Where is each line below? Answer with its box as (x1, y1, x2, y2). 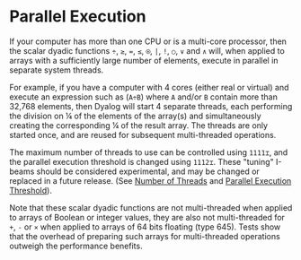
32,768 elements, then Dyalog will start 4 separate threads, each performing (9, 100, 293, 111)
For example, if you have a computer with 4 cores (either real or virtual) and (9, 82, 289, 92)
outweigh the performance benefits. (9, 240, 143, 251)
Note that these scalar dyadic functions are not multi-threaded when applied (9, 202, 293, 212)
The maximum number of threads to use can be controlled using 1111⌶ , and (9, 146, 288, 158)
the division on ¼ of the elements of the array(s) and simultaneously (9, 110, 262, 121)
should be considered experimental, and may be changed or (36, 166, 261, 177)
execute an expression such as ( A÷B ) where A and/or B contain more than (9, 91, 279, 102)
